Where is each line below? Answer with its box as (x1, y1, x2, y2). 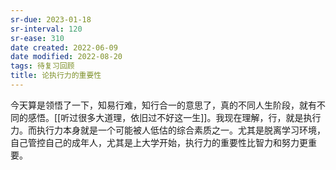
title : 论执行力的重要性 (10, 71, 102, 81)
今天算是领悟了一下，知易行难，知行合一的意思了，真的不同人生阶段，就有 (10, 99, 317, 111)
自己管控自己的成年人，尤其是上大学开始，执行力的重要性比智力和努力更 (10, 136, 308, 148)
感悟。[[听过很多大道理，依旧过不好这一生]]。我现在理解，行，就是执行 (27, 111, 322, 123)
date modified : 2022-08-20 (10, 52, 123, 62)
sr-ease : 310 (10, 33, 65, 43)
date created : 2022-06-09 (10, 42, 118, 53)
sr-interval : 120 (10, 24, 83, 34)
